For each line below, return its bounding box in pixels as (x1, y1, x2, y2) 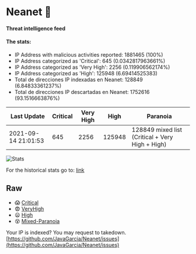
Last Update (10, 112, 45, 120)
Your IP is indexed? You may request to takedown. (6, 229, 127, 236)
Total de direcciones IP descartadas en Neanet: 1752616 (14, 88, 150, 95)
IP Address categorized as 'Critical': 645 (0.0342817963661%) (14, 57, 166, 64)
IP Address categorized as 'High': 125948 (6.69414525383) (14, 69, 157, 76)
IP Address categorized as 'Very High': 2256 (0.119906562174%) (14, 64, 170, 71)
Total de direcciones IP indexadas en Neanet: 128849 (14, 76, 143, 83)
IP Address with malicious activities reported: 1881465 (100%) (14, 51, 163, 58)
